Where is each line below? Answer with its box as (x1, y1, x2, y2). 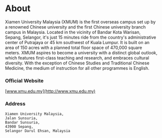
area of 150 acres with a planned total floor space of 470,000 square (5, 45, 142, 50)
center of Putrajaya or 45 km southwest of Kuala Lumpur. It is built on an (5, 39, 150, 45)
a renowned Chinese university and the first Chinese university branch (5, 24, 146, 30)
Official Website (5, 77, 44, 84)
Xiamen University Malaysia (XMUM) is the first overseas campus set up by (5, 19, 156, 25)
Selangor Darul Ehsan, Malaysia (5, 128, 70, 133)
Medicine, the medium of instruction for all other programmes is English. (5, 65, 149, 71)
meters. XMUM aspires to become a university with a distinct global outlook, (5, 49, 158, 56)
